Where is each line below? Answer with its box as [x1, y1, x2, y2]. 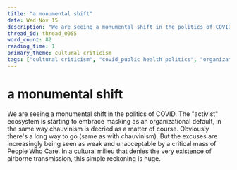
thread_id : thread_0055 [7, 30, 78, 37]
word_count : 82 [7, 37, 52, 44]
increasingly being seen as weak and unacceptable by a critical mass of [7, 139, 217, 148]
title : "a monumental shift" [7, 10, 93, 18]
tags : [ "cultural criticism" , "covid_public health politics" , [7, 56, 197, 63]
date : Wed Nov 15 [7, 17, 59, 24]
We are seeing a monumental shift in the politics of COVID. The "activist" [7, 110, 219, 118]
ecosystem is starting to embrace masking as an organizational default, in [7, 117, 222, 125]
